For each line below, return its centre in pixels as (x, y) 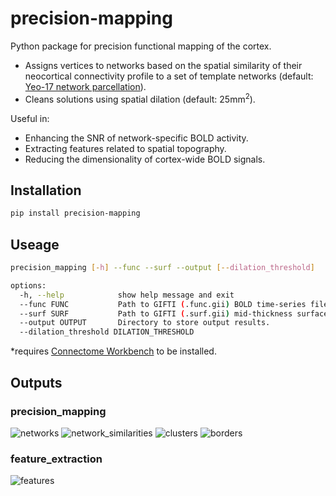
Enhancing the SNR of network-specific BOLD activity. (136, 138)
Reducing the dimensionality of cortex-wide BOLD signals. (145, 159)
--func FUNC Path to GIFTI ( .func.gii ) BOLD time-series (163, 304)
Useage (35, 244)
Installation (46, 190)
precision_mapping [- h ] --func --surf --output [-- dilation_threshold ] (162, 268)
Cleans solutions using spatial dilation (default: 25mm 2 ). (140, 98)
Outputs (36, 382)
